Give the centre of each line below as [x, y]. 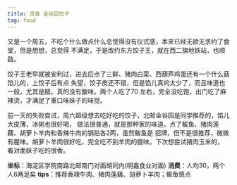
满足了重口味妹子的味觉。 [69, 100]
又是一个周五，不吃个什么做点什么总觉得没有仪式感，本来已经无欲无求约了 [115, 41]
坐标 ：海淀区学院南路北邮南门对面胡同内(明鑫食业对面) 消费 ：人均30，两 [113, 165]
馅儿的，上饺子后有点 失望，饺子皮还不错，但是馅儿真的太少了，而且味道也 [116, 82]
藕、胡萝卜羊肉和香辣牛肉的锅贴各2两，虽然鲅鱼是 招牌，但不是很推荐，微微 [118, 133]
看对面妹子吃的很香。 [38, 150]
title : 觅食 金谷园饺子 [38, 14]
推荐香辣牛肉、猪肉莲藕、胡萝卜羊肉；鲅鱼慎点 [123, 174]
